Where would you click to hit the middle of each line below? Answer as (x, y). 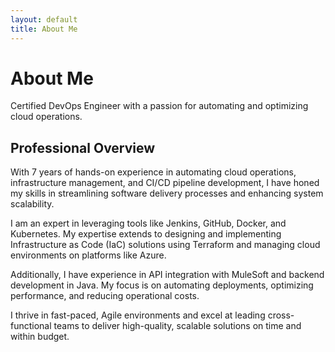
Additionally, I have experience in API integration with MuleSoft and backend (167, 275)
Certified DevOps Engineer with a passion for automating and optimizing (159, 106)
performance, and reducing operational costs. (105, 296)
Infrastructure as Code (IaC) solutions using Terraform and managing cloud (165, 245)
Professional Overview (83, 147)
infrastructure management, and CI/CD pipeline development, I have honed (165, 183)
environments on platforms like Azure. (88, 255)
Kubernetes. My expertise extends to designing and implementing (146, 234)
